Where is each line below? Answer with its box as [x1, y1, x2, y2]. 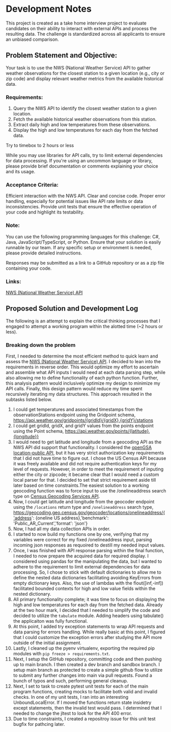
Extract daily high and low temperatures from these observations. [13, 122, 151, 128]
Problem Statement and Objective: [6, 51, 118, 60]
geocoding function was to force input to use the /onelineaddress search [13, 488, 166, 494]
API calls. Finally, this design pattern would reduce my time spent [6, 386, 142, 392]
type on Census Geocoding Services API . [13, 493, 100, 500]
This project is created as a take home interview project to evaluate [6, 20, 147, 26]
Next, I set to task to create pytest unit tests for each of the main [13, 683, 149, 690]
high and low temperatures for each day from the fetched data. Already [13, 602, 163, 608]
